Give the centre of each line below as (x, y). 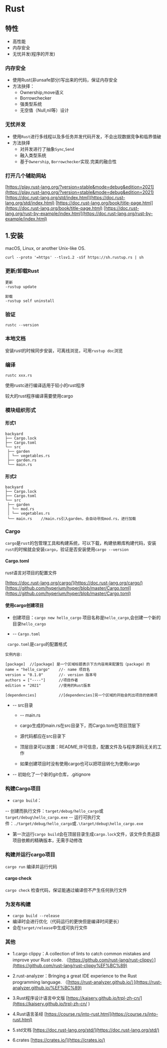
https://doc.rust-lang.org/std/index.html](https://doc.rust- (66, 197)
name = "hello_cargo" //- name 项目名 (48, 669)
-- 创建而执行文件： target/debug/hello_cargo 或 (54, 811)
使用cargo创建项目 (24, 605)
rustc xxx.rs (19, 375)
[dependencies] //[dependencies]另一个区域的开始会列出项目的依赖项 (82, 695)
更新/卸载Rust (22, 271)
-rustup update (21, 287)
